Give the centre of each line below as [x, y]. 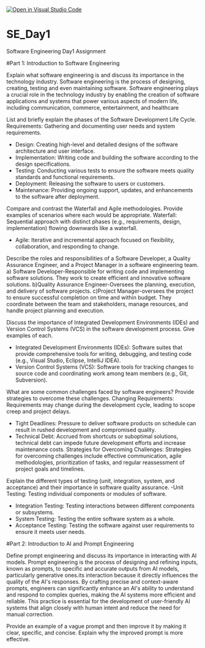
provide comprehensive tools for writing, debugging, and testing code [103, 353]
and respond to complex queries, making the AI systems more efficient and [101, 595]
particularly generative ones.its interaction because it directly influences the [102, 575]
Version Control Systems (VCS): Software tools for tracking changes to [104, 367]
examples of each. [30, 335]
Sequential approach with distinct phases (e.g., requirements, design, [94, 222]
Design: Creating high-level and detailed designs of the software [97, 144]
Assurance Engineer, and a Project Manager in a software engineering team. [102, 264]
